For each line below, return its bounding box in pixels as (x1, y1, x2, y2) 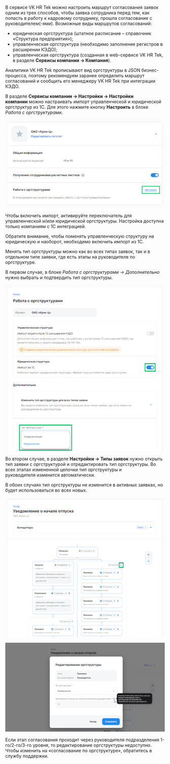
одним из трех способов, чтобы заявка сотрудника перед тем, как (5, 10, 150, 16)
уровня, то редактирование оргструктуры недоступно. (32, 742, 152, 748)
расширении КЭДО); (12, 47, 58, 52)
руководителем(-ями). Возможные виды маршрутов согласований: (5, 20, 152, 26)
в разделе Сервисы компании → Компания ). (12, 57, 111, 63)
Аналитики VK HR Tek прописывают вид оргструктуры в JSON (5, 67, 141, 73)
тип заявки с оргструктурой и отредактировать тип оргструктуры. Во (5, 461, 156, 467)
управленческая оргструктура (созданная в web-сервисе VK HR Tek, (12, 52, 163, 58)
